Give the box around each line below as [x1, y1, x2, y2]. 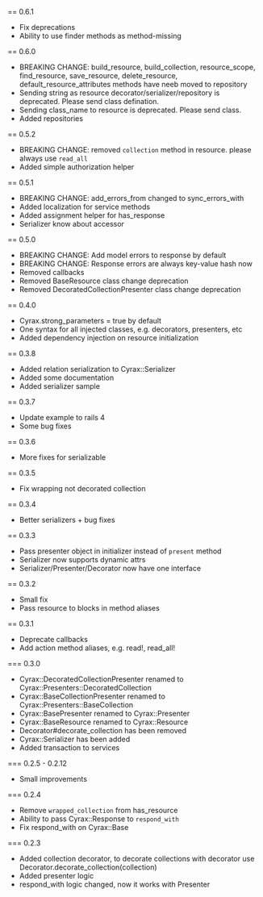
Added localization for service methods [19, 202, 151, 211]
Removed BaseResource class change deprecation [19, 276, 189, 286]
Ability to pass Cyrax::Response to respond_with [19, 814, 179, 824]
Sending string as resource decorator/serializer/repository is [19, 88, 220, 98]
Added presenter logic [19, 871, 94, 880]
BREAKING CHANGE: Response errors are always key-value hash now [19, 259, 253, 269]
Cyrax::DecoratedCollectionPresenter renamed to [19, 674, 184, 684]
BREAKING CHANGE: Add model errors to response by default [19, 250, 227, 260]
